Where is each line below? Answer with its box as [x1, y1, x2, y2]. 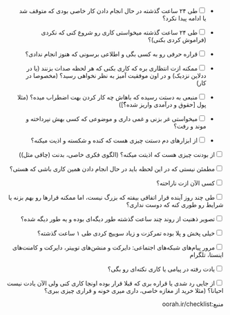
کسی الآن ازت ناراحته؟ [156, 179, 215, 187]
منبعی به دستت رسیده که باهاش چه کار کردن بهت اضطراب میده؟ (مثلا [17, 93, 198, 101]
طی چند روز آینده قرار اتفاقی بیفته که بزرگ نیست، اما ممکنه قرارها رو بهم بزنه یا [8, 193, 215, 201]
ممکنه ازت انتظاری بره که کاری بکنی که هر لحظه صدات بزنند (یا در [26, 64, 198, 72]
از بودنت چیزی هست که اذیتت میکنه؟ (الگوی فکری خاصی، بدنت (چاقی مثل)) [19, 151, 215, 158]
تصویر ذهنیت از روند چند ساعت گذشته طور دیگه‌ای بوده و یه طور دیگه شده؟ [20, 215, 215, 223]
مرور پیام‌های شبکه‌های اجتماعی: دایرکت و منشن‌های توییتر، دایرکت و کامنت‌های [12, 243, 215, 251]
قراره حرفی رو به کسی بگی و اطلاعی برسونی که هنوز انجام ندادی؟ [25, 50, 198, 58]
